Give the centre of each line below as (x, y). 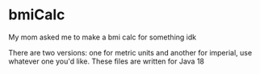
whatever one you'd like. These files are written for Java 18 (106, 61)
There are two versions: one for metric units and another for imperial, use (130, 52)
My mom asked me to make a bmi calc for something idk (102, 37)
